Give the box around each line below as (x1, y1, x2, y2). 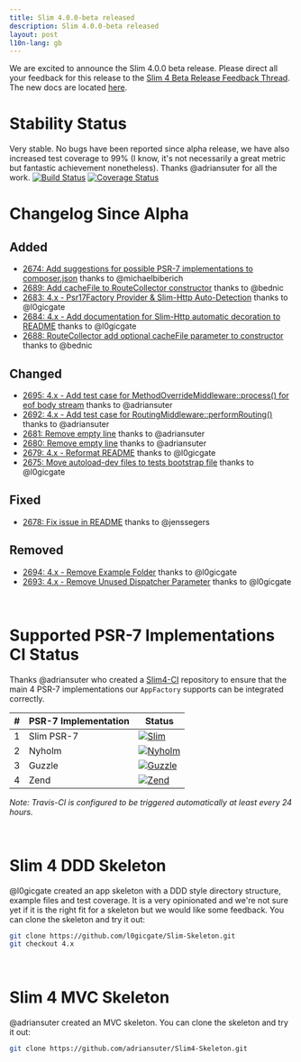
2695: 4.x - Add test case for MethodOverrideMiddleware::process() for (22, 390, 290, 401)
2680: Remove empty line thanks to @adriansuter (22, 438, 207, 449)
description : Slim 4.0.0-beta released (9, 22, 160, 31)
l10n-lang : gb (9, 38, 63, 48)
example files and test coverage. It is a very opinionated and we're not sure (9, 894, 288, 905)
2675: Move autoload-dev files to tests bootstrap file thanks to (22, 457, 254, 467)
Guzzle (28, 758, 59, 771)
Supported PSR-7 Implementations (9, 625, 275, 645)
